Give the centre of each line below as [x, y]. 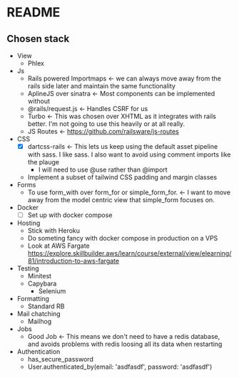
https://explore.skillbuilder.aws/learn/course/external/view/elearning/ [129, 253]
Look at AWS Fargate [59, 246]
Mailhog [40, 322]
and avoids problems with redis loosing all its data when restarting [125, 344]
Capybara [42, 284]
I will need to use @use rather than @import [103, 170]
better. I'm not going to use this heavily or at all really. [106, 124]
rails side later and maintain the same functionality [102, 86]
